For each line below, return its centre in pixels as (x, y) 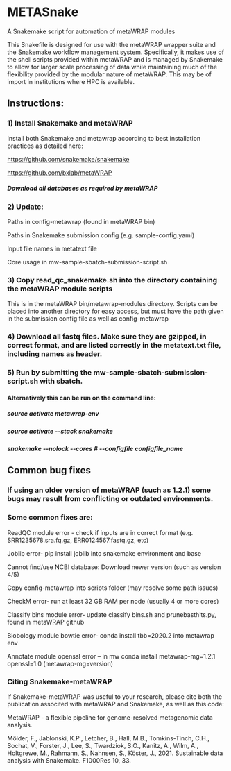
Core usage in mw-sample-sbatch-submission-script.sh (87, 262)
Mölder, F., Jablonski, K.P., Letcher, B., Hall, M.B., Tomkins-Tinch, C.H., (108, 738)
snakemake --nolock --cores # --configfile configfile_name (95, 449)
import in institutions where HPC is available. (71, 81)
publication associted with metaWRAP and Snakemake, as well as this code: (115, 704)
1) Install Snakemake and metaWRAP (70, 124)
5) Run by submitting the (50, 373)
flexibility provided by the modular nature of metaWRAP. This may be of (109, 74)
